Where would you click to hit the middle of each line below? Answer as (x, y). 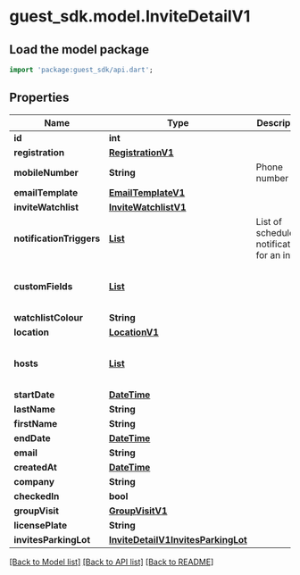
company (34, 481)
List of (269, 221)
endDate (32, 437)
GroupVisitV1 (138, 511)
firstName (36, 423)
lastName (35, 409)
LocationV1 (133, 332)
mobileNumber (46, 172)
